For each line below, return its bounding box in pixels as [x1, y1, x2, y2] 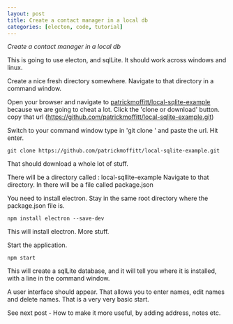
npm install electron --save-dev [7, 215, 105, 223]
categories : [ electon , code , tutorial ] [7, 23, 123, 30]
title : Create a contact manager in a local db [7, 17, 149, 24]
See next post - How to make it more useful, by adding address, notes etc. [7, 309, 221, 317]
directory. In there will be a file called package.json [7, 181, 153, 189]
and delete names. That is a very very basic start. [7, 295, 149, 304]
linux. [7, 64, 23, 72]
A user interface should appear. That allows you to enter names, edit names [7, 288, 225, 296]
